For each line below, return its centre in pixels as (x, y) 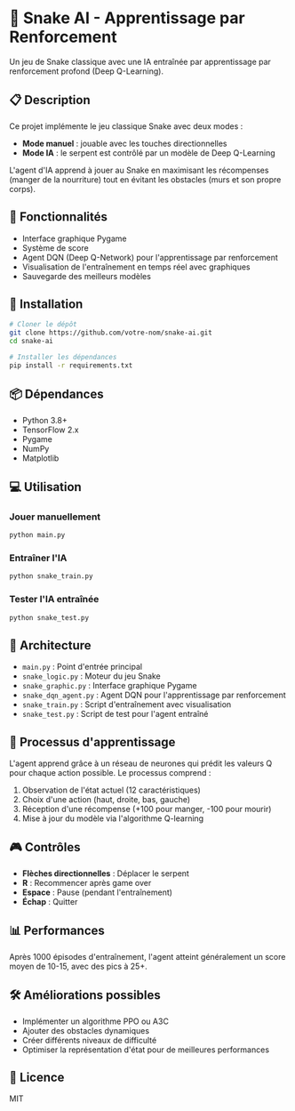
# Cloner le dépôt (43, 325)
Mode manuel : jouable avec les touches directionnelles (124, 143)
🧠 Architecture (50, 645)
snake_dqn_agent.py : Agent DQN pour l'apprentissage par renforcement (154, 695)
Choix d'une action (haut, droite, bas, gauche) (106, 800)
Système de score (55, 247)
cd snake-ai (31, 342)
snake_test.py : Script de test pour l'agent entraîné (115, 714)
